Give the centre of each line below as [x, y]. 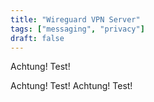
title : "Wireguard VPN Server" [75, 19]
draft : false [37, 38]
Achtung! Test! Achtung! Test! [71, 86]
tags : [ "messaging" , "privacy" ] [77, 29]
